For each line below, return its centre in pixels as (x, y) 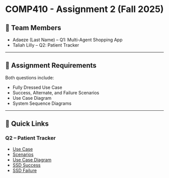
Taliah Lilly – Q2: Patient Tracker (46, 45)
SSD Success (27, 165)
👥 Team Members (33, 28)
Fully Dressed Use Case (37, 87)
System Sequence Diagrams (42, 103)
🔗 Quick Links (27, 124)
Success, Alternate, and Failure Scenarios (56, 93)
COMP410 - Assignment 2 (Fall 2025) (84, 9)
